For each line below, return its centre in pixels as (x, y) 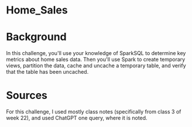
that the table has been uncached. (47, 72)
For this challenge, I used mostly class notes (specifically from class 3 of (94, 112)
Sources (27, 96)
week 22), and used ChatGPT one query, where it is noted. (77, 118)
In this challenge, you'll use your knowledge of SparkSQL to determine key (96, 53)
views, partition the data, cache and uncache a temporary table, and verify (96, 66)
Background (36, 37)
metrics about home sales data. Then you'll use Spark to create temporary (96, 60)
